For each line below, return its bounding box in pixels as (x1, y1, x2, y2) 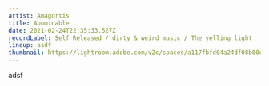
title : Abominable (8, 19, 70, 27)
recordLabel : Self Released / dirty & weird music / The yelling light (8, 33, 252, 42)
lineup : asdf (8, 41, 52, 49)
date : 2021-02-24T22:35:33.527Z (8, 26, 116, 34)
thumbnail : (8, 49, 45, 57)
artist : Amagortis (8, 11, 70, 20)
